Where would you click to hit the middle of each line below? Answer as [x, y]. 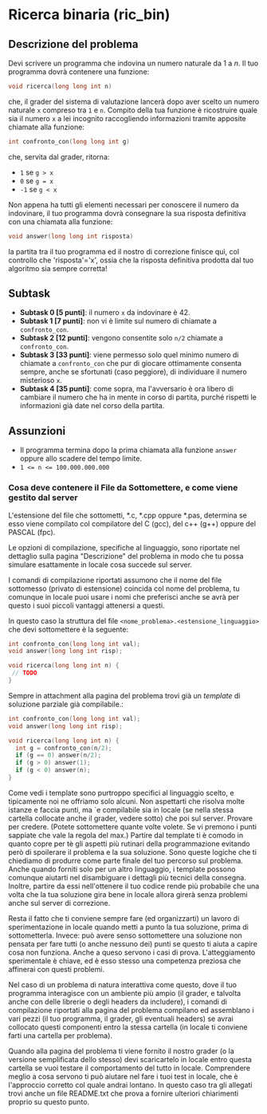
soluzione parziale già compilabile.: [66, 704]
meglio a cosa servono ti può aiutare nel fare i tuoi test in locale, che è [123, 1076]
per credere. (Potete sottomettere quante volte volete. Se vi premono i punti [133, 826]
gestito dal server [43, 498]
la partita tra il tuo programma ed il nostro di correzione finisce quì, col [124, 251]
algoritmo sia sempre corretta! [58, 268]
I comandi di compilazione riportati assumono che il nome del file [115, 580]
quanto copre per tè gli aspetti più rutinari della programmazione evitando [129, 844]
